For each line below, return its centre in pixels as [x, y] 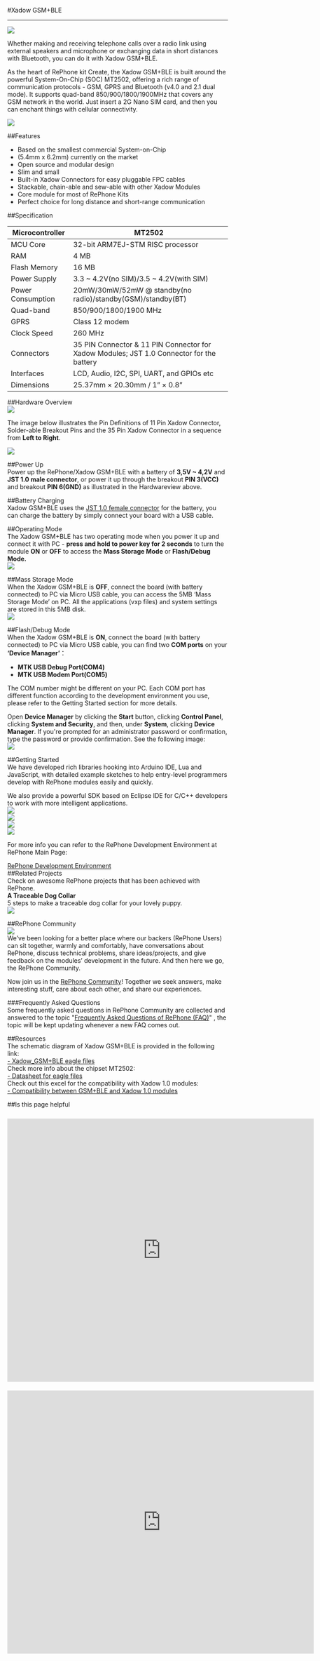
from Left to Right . [34, 438]
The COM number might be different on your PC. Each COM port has [106, 688]
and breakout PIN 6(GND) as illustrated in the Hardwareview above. [105, 487]
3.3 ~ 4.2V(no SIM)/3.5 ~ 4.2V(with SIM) [141, 279]
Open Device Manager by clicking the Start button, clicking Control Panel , [115, 716]
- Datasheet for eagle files [45, 1076]
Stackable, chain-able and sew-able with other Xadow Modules [109, 187]
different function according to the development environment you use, [109, 695]
